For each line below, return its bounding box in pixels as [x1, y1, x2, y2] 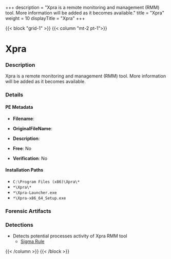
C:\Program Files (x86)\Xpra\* [12, 179, 80, 184]
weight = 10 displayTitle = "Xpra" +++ [5, 15, 85, 21]
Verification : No [12, 155, 48, 161]
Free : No [12, 145, 32, 151]
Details [5, 91, 24, 98]
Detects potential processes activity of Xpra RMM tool [12, 233, 127, 239]
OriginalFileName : [12, 125, 52, 131]
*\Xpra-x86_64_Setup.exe [12, 195, 66, 201]
